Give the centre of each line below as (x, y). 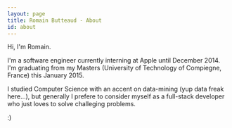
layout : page (26, 14)
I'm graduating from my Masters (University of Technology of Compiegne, (115, 68)
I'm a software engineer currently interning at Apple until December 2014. (114, 60)
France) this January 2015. (46, 75)
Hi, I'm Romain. (29, 47)
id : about (22, 27)
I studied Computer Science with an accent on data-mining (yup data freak (116, 89)
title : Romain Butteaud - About (54, 20)
